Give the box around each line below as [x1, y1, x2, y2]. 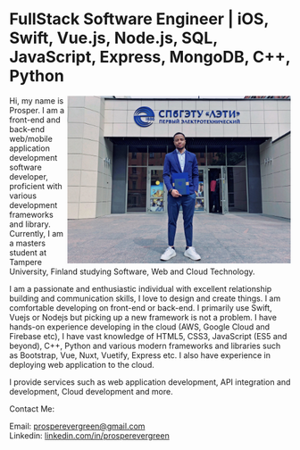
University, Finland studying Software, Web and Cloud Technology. [9, 266, 256, 277]
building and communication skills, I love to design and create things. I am [9, 293, 281, 304]
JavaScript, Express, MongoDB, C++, [9, 47, 291, 67]
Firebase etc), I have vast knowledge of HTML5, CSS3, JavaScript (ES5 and [9, 330, 287, 341]
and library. [9, 219, 51, 229]
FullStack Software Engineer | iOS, [9, 9, 270, 29]
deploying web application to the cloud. [9, 359, 154, 370]
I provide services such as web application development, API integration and [9, 376, 291, 387]
